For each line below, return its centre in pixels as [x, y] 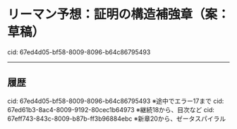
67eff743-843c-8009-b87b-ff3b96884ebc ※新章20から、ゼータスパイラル [117, 118]
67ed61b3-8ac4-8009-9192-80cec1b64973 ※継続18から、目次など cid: [111, 109]
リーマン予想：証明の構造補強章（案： [119, 14]
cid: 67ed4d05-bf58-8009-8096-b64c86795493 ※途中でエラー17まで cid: [116, 101]
